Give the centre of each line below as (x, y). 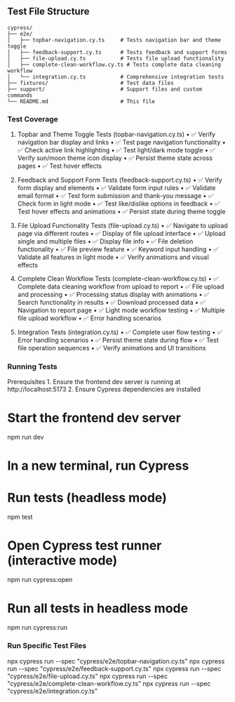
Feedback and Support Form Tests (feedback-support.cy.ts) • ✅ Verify (120, 180)
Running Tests (32, 366)
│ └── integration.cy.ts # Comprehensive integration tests (116, 77)
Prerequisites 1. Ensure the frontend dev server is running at (94, 382)
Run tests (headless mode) (87, 497)
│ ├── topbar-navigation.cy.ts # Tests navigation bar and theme (114, 40)
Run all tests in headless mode (98, 608)
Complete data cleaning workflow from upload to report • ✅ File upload (121, 286)
